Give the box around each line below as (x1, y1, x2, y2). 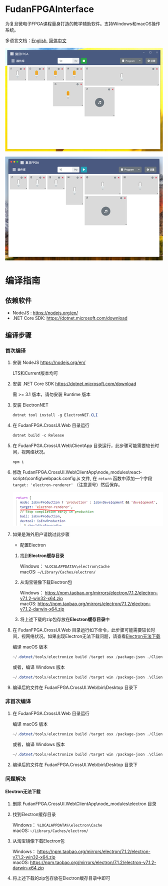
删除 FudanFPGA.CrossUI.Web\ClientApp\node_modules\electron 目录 (12, 800, 156, 806)
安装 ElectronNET (12, 402, 48, 408)
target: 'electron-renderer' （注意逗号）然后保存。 (12, 481, 123, 487)
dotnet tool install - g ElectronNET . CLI (12, 412, 98, 418)
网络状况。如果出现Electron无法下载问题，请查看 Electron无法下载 (25, 633, 161, 639)
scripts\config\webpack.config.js (12, 475, 80, 481)
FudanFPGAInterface (5, 3, 94, 15)
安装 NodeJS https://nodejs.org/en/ (12, 359, 86, 365)
